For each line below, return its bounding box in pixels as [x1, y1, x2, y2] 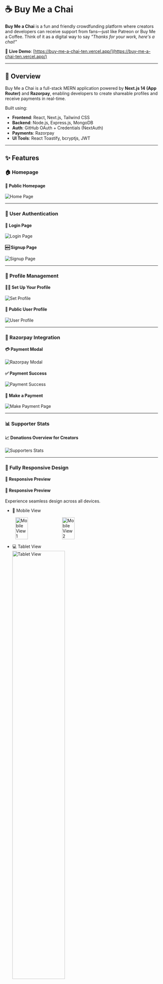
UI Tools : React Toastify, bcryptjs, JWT [12, 135, 91, 141]
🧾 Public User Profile [5, 306, 48, 312]
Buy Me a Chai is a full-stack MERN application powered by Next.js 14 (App [5, 85, 157, 91]
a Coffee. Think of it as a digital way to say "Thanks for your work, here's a [5, 34, 155, 40]
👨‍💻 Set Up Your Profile [5, 284, 51, 290]
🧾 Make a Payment [5, 392, 43, 398]
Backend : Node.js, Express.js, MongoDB [12, 120, 94, 125]
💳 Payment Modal [5, 346, 43, 352]
